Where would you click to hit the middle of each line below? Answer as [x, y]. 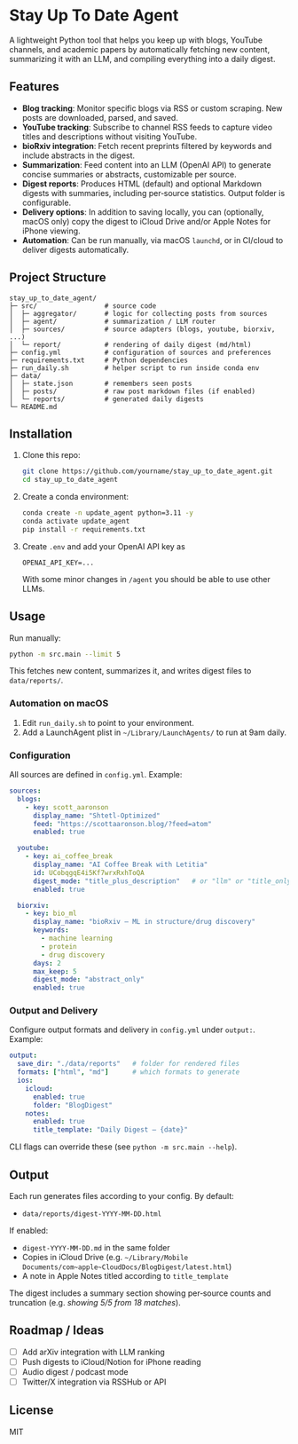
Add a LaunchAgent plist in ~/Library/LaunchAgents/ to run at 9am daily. [154, 732]
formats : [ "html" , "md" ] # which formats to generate [129, 1072]
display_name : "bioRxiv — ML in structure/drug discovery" [144, 922]
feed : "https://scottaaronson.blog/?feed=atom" [122, 824]
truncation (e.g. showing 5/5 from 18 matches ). [95, 1303]
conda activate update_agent [76, 521]
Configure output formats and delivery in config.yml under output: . [132, 1030]
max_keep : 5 [55, 971]
